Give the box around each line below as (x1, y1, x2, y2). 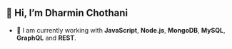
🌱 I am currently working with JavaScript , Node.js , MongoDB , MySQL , (16, 26, 226, 34)
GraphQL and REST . (16, 33, 77, 42)
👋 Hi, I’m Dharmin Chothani (6, 7, 128, 19)
